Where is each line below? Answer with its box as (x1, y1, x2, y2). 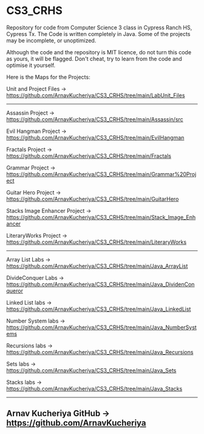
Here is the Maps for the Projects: (6, 73, 90, 80)
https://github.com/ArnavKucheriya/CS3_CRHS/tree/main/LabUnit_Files (6, 91, 185, 99)
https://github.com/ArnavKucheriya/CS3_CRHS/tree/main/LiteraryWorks (6, 238, 187, 246)
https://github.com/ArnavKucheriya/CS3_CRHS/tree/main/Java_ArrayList (6, 262, 188, 269)
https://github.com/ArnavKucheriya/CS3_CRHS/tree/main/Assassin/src (6, 115, 183, 123)
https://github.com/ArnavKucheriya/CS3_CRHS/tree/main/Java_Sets (6, 366, 177, 374)
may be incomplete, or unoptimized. (6, 37, 97, 44)
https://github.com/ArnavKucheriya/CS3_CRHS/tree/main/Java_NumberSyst (6, 324, 197, 331)
